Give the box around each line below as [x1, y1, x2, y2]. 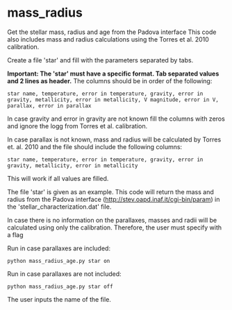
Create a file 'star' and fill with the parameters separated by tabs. [7, 55, 194, 64]
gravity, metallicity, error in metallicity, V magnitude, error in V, [7, 96, 219, 103]
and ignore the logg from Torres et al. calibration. [7, 121, 148, 130]
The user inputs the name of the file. [7, 295, 111, 303]
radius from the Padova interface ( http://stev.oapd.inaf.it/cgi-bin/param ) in [7, 195, 220, 203]
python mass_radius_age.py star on [7, 257, 110, 264]
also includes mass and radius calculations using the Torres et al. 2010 [7, 35, 210, 43]
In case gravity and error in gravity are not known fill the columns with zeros [7, 114, 226, 123]
